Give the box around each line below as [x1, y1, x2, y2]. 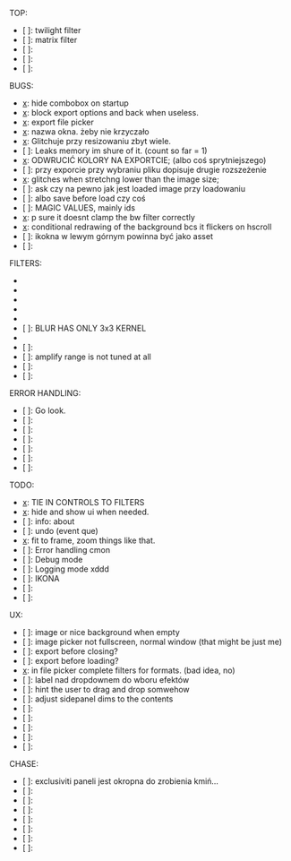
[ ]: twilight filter [21, 25, 81, 35]
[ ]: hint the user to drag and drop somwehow [21, 684, 190, 694]
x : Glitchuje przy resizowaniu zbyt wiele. [21, 136, 172, 146]
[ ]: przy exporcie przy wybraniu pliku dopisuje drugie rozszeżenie [21, 165, 267, 175]
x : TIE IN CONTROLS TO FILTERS [21, 497, 145, 507]
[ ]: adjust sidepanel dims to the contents [21, 693, 174, 704]
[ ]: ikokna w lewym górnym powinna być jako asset [21, 231, 213, 241]
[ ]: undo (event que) [21, 526, 98, 536]
